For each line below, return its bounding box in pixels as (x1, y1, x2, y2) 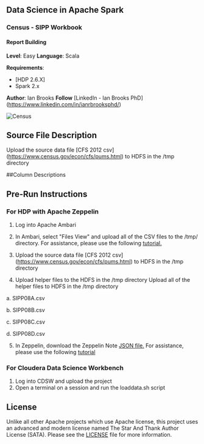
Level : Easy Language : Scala (6, 52, 80, 59)
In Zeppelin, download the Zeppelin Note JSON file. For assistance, (15, 342, 184, 349)
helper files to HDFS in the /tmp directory (15, 283, 119, 290)
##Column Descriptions (6, 171, 66, 179)
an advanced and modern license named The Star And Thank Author (6, 424, 179, 432)
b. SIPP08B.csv (6, 306, 46, 314)
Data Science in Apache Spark (6, 5, 124, 15)
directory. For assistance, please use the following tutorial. (15, 240, 163, 247)
